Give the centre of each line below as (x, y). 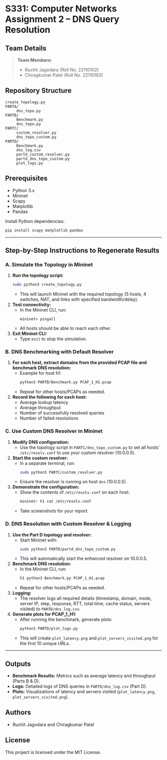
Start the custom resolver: (40, 458)
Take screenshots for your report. (54, 511)
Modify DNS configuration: (41, 442)
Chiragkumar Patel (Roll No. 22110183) (64, 75)
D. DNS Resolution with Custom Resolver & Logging (68, 524)
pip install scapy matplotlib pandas (44, 230)
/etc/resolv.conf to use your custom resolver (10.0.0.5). (78, 452)
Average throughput (40, 408)
